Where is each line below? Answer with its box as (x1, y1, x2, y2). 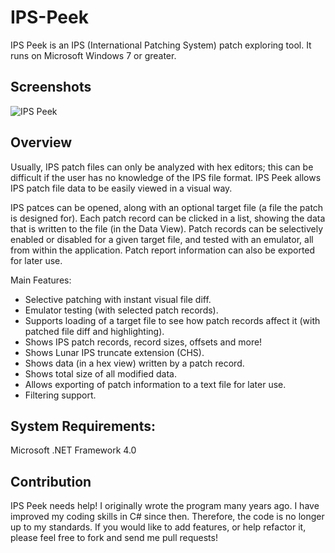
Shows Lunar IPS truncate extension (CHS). (24, 346, 205, 358)
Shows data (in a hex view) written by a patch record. (24, 357, 245, 369)
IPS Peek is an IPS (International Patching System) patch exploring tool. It (10, 39, 312, 51)
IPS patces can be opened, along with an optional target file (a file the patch (10, 201, 324, 213)
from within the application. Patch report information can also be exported (10, 244, 316, 256)
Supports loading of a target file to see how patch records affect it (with (24, 314, 321, 326)
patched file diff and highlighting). (24, 325, 165, 337)
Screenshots (10, 79, 92, 96)
